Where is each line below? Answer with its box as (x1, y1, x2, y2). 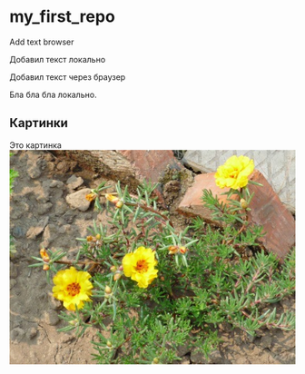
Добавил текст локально (9, 54, 106, 64)
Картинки (9, 115, 68, 131)
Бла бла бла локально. (9, 89, 97, 100)
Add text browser (9, 36, 74, 47)
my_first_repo (9, 6, 115, 27)
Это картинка (9, 139, 62, 151)
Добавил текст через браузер (9, 71, 126, 83)
